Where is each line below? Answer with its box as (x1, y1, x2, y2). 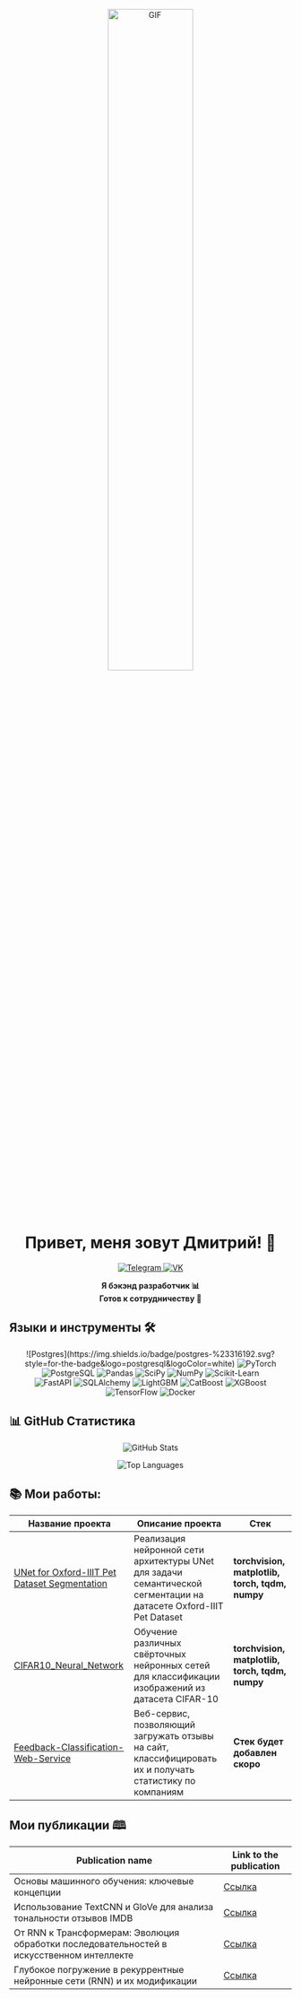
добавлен (232, 1747, 278, 1760)
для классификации (133, 1671, 220, 1683)
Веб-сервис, (133, 1708, 191, 1720)
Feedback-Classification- (13, 1741, 125, 1753)
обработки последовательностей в (13, 1938, 168, 1951)
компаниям (133, 1786, 185, 1798)
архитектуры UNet (133, 1555, 215, 1568)
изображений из (133, 1682, 206, 1694)
